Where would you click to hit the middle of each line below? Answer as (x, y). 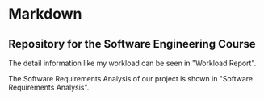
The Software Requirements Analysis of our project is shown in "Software (131, 79)
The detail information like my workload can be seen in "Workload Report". (132, 63)
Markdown (45, 14)
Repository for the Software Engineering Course (132, 44)
